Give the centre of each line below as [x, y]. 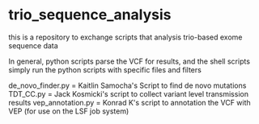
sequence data [33, 45]
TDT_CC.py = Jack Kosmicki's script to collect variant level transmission [129, 93]
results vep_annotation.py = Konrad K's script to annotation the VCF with [129, 102]
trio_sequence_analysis [90, 15]
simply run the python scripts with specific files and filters [105, 69]
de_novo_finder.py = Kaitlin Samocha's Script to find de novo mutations [127, 85]
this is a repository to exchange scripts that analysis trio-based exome [125, 37]
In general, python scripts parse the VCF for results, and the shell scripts [129, 61]
